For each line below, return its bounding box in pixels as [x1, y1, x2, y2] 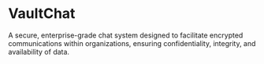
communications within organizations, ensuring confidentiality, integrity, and [8, 38, 256, 48]
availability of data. [8, 47, 69, 56]
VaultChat [8, 5, 76, 23]
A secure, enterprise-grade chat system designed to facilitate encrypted [8, 30, 244, 40]
